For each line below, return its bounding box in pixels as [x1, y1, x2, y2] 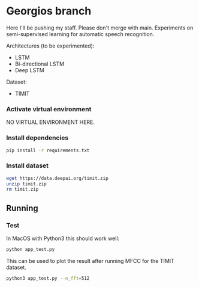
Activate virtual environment [6, 105, 92, 113]
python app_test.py [6, 247, 55, 253]
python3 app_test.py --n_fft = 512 [6, 275, 90, 281]
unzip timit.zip [6, 181, 47, 187]
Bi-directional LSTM [14, 60, 65, 67]
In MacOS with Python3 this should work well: [6, 235, 120, 242]
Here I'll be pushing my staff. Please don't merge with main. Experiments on [6, 24, 194, 31]
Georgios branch [6, 4, 92, 18]
